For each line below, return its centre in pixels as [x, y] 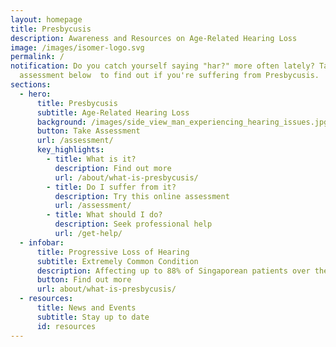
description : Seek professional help [133, 224]
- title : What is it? [91, 159]
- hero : [35, 94]
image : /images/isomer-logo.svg [77, 47]
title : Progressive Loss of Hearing [113, 252]
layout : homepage [46, 19]
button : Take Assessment [88, 131]
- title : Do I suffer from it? [111, 187]
